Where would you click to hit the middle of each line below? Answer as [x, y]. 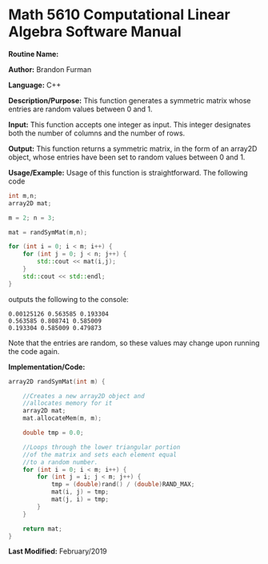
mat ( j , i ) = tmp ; [80, 500]
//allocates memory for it [68, 403]
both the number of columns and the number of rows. [97, 133]
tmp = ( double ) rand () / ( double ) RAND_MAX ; [123, 485]
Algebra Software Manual [95, 32]
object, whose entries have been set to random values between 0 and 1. [127, 157]
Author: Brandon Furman [50, 69]
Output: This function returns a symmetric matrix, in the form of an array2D [133, 148]
